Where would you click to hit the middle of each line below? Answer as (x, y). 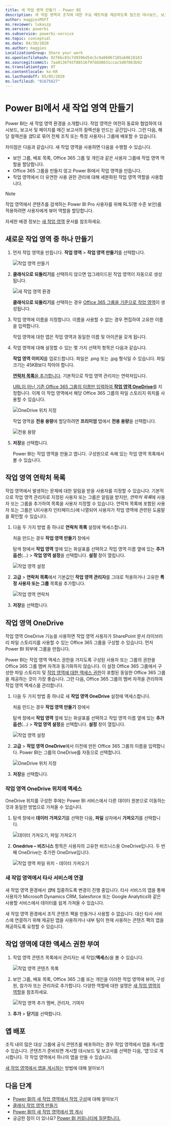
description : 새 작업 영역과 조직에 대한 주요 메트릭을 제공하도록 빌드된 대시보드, (82, 15)
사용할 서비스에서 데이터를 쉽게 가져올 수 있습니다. (55, 903)
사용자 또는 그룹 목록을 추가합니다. (51, 584)
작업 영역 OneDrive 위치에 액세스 (44, 789)
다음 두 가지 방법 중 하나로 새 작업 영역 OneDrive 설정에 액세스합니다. (81, 696)
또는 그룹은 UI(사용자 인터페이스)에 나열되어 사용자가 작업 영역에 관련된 (81, 510)
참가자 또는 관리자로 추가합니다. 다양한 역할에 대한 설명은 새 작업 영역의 (90, 985)
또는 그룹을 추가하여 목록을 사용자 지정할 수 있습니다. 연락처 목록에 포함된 (83, 503)
